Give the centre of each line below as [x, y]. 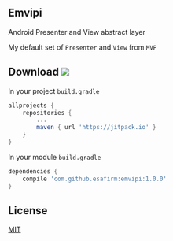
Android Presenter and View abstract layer [77, 32]
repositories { [47, 113]
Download [33, 72]
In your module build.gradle [55, 157]
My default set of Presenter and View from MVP [83, 47]
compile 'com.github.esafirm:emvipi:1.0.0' [95, 179]
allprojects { [31, 106]
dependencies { [33, 171]
